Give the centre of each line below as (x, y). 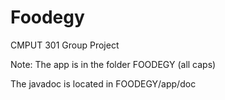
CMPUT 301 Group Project (65, 45)
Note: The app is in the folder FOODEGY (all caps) (113, 64)
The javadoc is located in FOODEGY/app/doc (103, 83)
